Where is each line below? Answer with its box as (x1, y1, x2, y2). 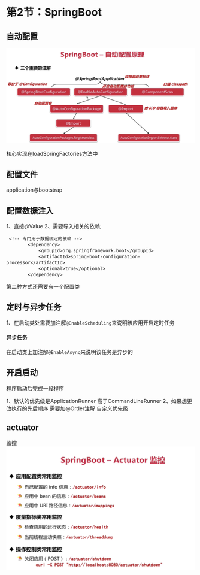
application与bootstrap (6, 186, 63, 193)
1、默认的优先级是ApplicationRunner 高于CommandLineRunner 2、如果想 (6, 397, 187, 404)
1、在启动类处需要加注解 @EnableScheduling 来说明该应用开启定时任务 (6, 319, 175, 326)
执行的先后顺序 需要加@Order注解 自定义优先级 (11, 405, 129, 412)
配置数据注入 (6, 205, 54, 216)
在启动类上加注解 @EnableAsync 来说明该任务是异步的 (6, 349, 133, 356)
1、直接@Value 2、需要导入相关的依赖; (6, 223, 102, 230)
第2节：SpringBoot (6, 5, 102, 19)
